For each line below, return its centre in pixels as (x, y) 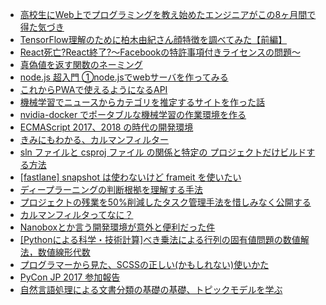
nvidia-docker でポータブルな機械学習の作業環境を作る (133, 114)
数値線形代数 (64, 252)
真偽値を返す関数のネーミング (81, 64)
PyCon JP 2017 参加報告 (70, 277)
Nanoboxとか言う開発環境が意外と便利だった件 (117, 227)
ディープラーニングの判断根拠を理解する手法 (111, 189)
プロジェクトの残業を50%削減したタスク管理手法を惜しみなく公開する (165, 202)
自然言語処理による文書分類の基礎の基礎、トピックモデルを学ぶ (151, 289)
